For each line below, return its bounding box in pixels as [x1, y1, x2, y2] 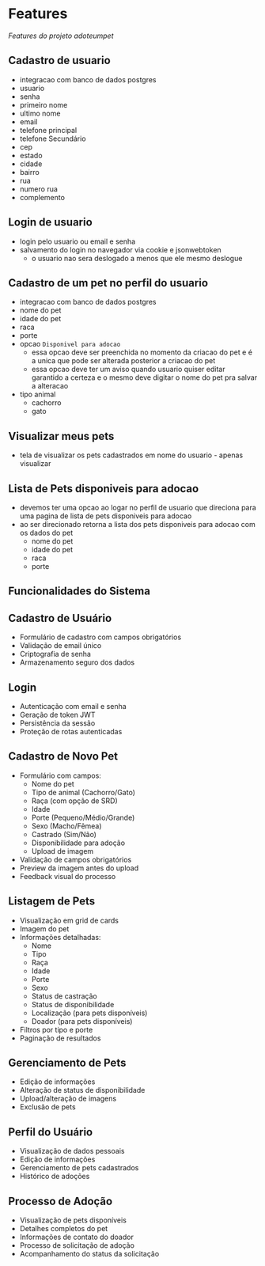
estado [19, 150, 43, 160]
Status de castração [31, 991, 97, 1001]
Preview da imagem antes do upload [19, 863, 139, 873]
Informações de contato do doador [19, 1232, 134, 1242]
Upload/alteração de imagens [19, 1094, 117, 1104]
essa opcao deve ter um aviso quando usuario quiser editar [31, 365, 225, 374]
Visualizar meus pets [8, 429, 115, 443]
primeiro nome [19, 100, 68, 109]
